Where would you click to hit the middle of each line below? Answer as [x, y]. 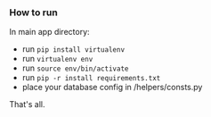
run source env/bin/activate [75, 68]
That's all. [27, 104]
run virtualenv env [57, 59]
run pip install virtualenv [73, 49]
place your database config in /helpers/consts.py [112, 88]
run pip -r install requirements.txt [91, 78]
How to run [33, 13]
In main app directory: [50, 32]
